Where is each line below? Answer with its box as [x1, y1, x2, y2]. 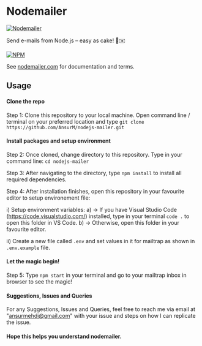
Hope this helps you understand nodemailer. [6, 333, 122, 340]
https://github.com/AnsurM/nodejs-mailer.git [6, 124, 124, 130]
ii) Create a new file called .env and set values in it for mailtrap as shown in [6, 237, 195, 244]
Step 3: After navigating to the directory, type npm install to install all [6, 169, 182, 176]
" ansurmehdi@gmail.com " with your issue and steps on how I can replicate [6, 312, 196, 320]
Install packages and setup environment [6, 137, 111, 145]
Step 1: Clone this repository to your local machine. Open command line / [6, 111, 190, 119]
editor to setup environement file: [6, 194, 91, 201]
